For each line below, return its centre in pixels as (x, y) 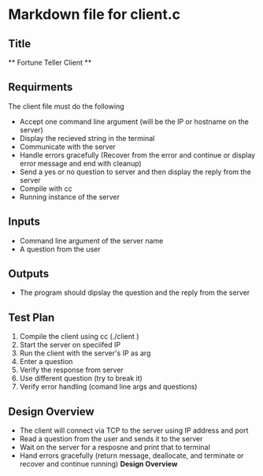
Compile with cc (46, 188)
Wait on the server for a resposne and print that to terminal (115, 448)
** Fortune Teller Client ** (50, 62)
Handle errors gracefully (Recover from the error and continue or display (137, 154)
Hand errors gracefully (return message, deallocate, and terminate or (131, 456)
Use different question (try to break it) (81, 378)
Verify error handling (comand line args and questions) (108, 387)
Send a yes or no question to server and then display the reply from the (135, 172)
